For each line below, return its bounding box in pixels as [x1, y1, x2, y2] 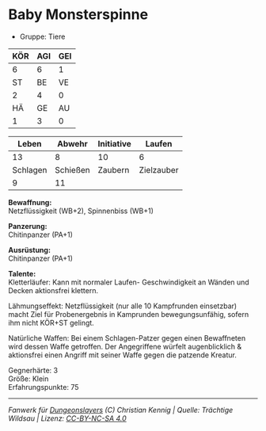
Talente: [8, 269, 36, 278]
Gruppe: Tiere [19, 32, 66, 41]
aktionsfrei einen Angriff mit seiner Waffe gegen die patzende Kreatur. [8, 350, 237, 360]
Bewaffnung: [8, 197, 52, 207]
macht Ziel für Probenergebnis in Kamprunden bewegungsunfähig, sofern [8, 309, 249, 318]
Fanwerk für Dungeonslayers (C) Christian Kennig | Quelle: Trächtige [8, 405, 234, 414]
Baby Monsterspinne [8, 6, 149, 24]
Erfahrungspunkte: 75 [8, 382, 79, 391]
